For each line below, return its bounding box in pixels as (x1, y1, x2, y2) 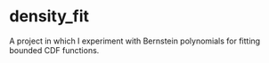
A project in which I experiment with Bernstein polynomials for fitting (9, 35, 261, 46)
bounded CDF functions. (9, 44, 100, 55)
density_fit (9, 6, 90, 27)
